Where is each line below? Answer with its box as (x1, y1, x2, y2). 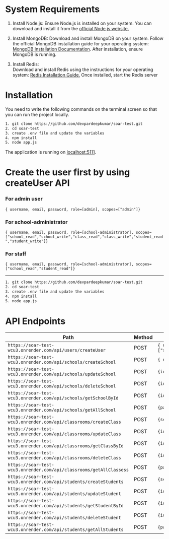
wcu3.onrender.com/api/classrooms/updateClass (8, 431, 122, 437)
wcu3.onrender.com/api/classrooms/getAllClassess (8, 467, 129, 473)
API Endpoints (5, 315, 66, 327)
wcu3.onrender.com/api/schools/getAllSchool (8, 407, 116, 413)
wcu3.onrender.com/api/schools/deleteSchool (8, 383, 116, 389)
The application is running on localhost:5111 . (5, 149, 97, 155)
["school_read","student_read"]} (5, 266, 75, 272)
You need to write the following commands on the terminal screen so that (5, 106, 157, 112)
